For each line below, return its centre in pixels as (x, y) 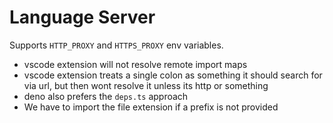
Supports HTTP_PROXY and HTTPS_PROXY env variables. (116, 45)
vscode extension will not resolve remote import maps (135, 64)
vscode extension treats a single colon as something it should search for (173, 75)
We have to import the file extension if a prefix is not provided (151, 107)
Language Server (82, 17)
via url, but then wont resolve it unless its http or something (146, 85)
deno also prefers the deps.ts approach (106, 96)
